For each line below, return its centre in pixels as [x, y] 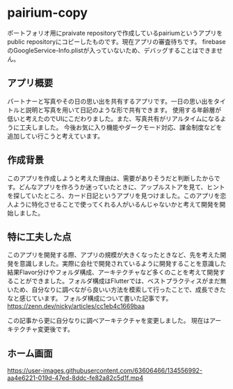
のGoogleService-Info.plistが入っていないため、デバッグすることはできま [112, 50]
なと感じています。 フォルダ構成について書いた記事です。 [90, 299]
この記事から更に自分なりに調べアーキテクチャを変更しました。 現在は [109, 321]
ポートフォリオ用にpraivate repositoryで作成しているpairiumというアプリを [115, 33]
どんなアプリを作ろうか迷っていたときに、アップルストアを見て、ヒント [122, 186]
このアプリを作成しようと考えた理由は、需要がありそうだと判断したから [111, 178]
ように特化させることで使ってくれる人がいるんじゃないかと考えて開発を [116, 204]
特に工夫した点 [39, 237]
